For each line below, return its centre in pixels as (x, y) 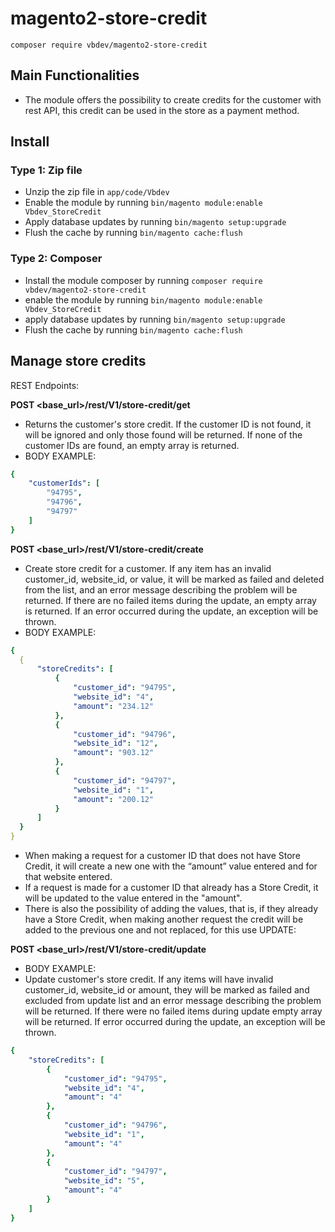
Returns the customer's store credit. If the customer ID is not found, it (168, 424)
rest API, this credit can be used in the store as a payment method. (162, 110)
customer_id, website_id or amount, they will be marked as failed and (167, 990)
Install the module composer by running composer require (143, 280)
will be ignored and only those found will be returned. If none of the (163, 434)
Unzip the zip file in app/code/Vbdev (97, 192)
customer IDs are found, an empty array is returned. (132, 445)
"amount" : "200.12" (114, 799)
